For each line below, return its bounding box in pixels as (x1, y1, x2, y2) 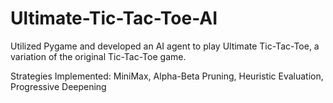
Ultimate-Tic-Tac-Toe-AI (10, 7, 218, 30)
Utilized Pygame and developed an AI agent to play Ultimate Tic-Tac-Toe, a (10, 40, 320, 52)
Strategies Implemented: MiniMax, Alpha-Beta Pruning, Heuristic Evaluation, (10, 70, 324, 82)
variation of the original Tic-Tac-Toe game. (10, 50, 187, 62)
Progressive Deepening (10, 80, 107, 92)
